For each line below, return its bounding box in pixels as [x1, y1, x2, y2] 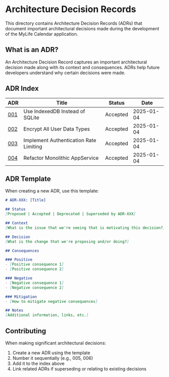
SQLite [23, 114, 39, 121]
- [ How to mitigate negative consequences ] [5, 299, 98, 304]
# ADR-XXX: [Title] [5, 198, 46, 203]
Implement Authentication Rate [23, 137, 97, 144]
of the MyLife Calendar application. [5, 31, 78, 37]
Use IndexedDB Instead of [23, 107, 86, 114]
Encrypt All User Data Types [23, 125, 90, 132]
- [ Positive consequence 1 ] [5, 262, 64, 267]
